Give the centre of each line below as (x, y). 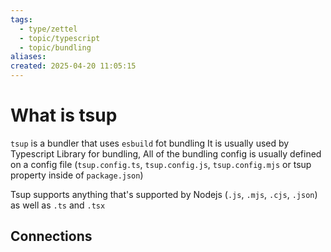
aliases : (28, 57)
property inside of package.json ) (77, 175)
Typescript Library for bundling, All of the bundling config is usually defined (166, 153)
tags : (21, 19)
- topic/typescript (60, 38)
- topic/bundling (55, 47)
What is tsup (64, 115)
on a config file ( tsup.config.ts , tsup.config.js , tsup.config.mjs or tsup (161, 164)
